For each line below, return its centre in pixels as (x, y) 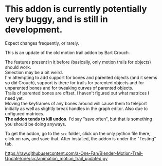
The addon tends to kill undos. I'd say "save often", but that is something (79, 119)
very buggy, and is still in (56, 19)
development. (34, 30)
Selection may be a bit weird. (34, 72)
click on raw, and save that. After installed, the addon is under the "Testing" (81, 138)
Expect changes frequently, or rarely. (42, 43)
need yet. (15, 98)
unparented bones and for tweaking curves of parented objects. (69, 88)
